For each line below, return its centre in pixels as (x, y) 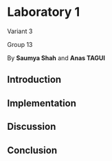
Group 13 (20, 44)
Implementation (42, 103)
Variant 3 (20, 31)
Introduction (34, 80)
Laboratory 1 (44, 12)
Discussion (32, 127)
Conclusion (32, 150)
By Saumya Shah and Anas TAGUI (56, 58)
